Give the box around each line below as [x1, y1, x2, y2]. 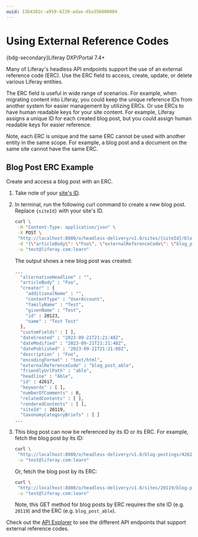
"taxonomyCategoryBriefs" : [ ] [20, 412, 100, 418]
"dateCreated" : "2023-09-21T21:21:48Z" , [20, 335, 124, 341]
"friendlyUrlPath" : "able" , [20, 368, 92, 374]
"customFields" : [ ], [20, 329, 76, 335]
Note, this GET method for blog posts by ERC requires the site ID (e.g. [14, 501, 184, 508]
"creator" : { [20, 285, 55, 291]
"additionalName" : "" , [25, 291, 84, 297]
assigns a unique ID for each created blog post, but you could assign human [6, 115, 192, 122]
